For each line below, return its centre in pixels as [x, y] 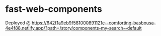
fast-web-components [54, 9]
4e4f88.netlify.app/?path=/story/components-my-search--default [73, 28]
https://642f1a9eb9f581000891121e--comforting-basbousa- [94, 23]
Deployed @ [18, 23]
